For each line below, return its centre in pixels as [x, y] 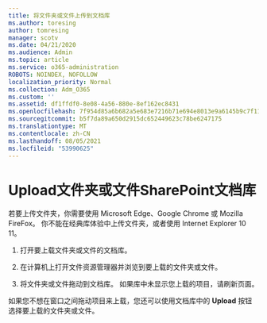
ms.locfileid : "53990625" [51, 148]
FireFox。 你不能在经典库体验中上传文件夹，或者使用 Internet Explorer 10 [127, 224]
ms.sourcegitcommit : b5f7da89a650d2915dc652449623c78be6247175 [115, 119]
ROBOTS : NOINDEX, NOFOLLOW [53, 75]
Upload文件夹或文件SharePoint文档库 [132, 190]
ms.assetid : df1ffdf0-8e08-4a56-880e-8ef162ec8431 [94, 104]
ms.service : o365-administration [64, 67]
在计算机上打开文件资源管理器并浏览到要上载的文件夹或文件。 [121, 267]
